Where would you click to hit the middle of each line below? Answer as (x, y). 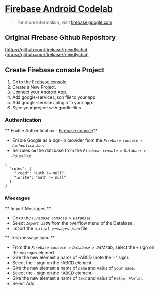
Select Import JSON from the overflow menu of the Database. (73, 223)
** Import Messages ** (28, 209)
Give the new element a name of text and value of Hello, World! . (78, 278)
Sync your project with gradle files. (47, 108)
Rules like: (22, 155)
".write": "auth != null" (40, 177)
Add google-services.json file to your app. (54, 97)
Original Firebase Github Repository (60, 38)
